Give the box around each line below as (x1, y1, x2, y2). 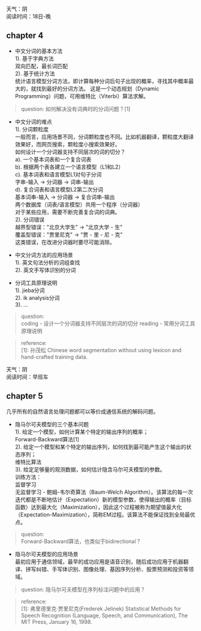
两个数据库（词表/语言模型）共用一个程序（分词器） (14, 200, 143, 208)
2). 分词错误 (14, 216, 45, 223)
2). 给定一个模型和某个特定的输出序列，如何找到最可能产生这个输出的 (14, 443, 187, 450)
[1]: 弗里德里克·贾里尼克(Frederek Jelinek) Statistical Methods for (20, 605, 182, 612)
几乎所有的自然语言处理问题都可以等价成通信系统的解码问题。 (6, 408, 159, 415)
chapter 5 (6, 391, 43, 402)
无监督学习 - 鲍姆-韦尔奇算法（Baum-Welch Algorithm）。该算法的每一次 (14, 488, 193, 496)
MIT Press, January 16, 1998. (20, 618, 92, 625)
